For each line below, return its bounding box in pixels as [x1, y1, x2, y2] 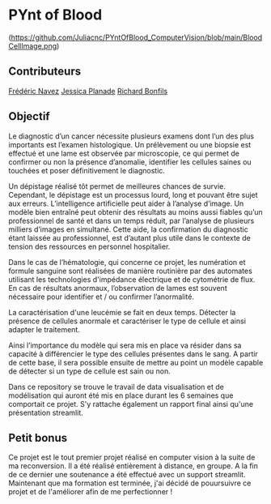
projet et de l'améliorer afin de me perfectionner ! [8, 487, 173, 497]
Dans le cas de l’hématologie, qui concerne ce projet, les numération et [8, 257, 246, 267]
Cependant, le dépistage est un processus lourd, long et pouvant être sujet [8, 190, 258, 199]
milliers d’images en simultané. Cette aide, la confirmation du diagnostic [8, 224, 248, 234]
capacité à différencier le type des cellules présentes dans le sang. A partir [8, 348, 259, 358]
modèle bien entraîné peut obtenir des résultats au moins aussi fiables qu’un [8, 207, 263, 216]
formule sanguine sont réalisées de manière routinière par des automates [8, 266, 252, 275]
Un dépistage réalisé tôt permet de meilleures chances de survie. [8, 181, 227, 191]
